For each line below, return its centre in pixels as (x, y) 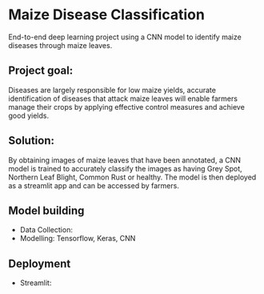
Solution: (31, 141)
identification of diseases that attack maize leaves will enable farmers (123, 99)
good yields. (29, 115)
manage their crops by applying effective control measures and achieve (127, 107)
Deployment (40, 263)
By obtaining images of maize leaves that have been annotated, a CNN (125, 160)
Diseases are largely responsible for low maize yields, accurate (112, 90)
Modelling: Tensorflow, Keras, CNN (78, 239)
